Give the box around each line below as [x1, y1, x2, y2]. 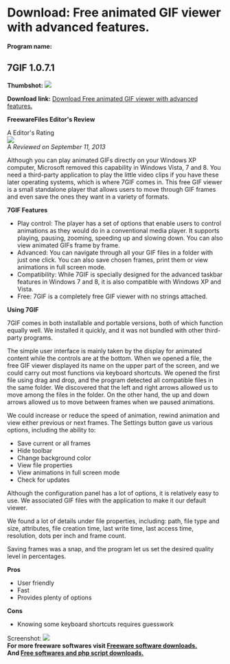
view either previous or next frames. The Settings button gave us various [7, 418, 214, 427]
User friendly [16, 579, 55, 587]
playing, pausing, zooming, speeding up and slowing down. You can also [16, 234, 223, 242]
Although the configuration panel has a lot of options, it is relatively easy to [7, 489, 219, 497]
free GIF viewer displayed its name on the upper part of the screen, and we [7, 361, 220, 369]
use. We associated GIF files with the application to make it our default [7, 496, 207, 505]
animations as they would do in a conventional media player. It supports [16, 226, 220, 234]
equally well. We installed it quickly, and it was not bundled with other [7, 326, 204, 334]
